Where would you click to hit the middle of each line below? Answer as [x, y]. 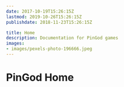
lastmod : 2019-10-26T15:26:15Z [44, 17]
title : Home [20, 32]
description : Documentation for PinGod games [62, 38]
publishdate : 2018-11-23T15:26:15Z [49, 22]
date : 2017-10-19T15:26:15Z [40, 11]
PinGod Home [40, 77]
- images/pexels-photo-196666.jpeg [49, 49]
